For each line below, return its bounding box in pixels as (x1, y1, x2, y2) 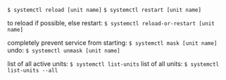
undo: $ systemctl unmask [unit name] (7, 46, 121, 54)
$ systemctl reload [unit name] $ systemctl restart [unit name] (7, 6, 202, 13)
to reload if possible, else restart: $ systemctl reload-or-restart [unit (7, 19, 215, 27)
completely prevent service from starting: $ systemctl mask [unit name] (7, 39, 218, 47)
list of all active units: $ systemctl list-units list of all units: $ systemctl (7, 60, 220, 68)
